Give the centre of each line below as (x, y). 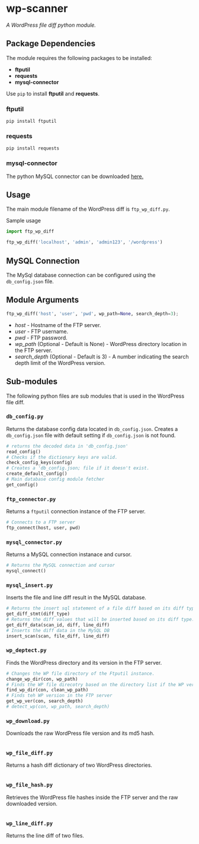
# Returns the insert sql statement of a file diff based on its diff (95, 608)
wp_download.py (28, 721)
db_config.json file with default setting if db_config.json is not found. (91, 435)
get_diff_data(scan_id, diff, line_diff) (58, 625)
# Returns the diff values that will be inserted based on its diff (92, 619)
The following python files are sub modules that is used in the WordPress (95, 396)
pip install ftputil (32, 121)
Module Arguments (43, 300)
